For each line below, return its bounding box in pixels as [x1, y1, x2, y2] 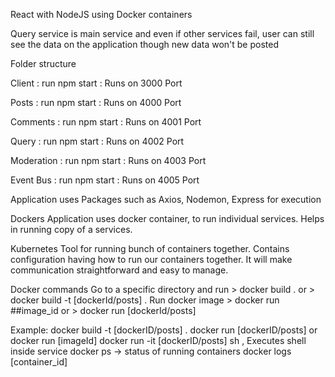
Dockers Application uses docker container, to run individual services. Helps [10, 213, 325, 224]
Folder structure [10, 58, 77, 69]
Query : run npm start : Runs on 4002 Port [10, 135, 185, 147]
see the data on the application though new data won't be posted [10, 39, 279, 50]
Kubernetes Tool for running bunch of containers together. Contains [10, 243, 290, 254]
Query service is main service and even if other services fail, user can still [10, 28, 315, 39]
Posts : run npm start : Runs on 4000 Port [10, 97, 182, 108]
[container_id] [10, 356, 68, 368]
